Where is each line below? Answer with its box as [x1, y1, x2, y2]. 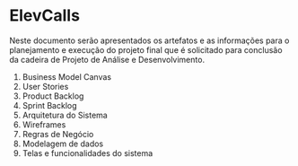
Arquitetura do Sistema [22, 109, 108, 120]
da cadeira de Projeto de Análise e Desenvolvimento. [9, 54, 205, 65]
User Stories [22, 81, 69, 92]
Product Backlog [22, 91, 84, 101]
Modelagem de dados [22, 138, 104, 149]
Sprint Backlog [22, 100, 78, 110]
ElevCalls [9, 5, 81, 26]
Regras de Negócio [22, 128, 94, 139]
